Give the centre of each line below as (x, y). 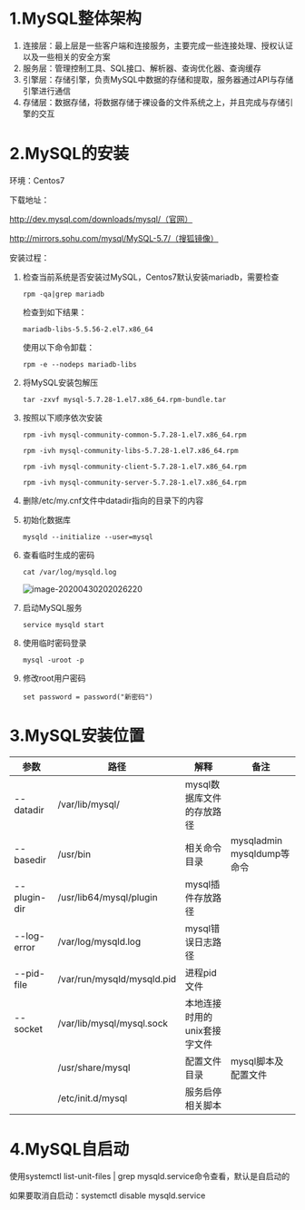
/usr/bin (74, 854)
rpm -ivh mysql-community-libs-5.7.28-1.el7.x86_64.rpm (130, 450)
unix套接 (203, 1030)
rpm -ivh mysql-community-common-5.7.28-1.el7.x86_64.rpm (134, 435)
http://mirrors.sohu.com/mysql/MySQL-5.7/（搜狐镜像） (114, 238)
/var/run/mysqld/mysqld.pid (117, 979)
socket (29, 1028)
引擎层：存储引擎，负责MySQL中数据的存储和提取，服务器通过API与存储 (158, 79)
